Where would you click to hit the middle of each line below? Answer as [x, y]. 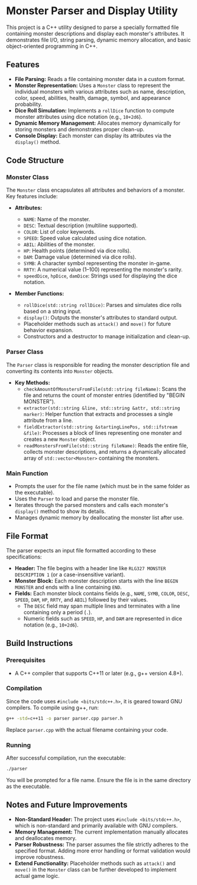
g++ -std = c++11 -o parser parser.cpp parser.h [64, 718]
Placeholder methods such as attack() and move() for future [97, 324]
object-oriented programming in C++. [52, 46]
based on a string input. [52, 311]
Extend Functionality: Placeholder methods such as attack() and [95, 863]
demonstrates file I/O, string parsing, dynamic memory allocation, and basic [98, 40]
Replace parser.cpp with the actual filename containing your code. [87, 729]
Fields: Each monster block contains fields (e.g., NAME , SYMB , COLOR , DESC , [102, 593]
